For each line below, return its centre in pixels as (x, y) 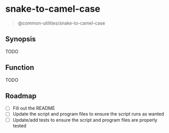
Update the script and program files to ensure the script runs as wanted (88, 114)
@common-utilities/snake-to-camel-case (61, 23)
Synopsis (20, 39)
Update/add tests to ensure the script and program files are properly (85, 120)
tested (19, 125)
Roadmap (21, 96)
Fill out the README (34, 108)
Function (20, 68)
